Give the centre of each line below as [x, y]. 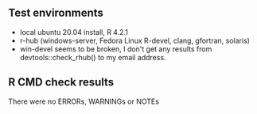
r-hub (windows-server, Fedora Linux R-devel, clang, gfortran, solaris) [135, 40]
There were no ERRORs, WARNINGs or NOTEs [84, 101]
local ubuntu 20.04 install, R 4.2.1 [74, 32]
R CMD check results [61, 82]
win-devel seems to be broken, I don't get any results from [116, 49]
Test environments [56, 13]
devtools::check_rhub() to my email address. [93, 57]
